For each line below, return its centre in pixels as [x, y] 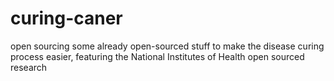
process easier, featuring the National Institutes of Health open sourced [157, 56]
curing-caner [66, 18]
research [29, 67]
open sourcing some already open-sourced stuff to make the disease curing [167, 46]
